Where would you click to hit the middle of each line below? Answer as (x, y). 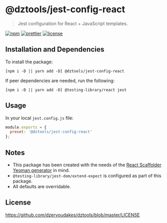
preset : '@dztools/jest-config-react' (51, 132)
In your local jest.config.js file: (39, 118)
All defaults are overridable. (42, 187)
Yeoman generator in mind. (41, 170)
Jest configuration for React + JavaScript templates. (73, 23)
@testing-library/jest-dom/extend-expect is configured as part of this (87, 176)
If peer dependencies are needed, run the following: (60, 81)
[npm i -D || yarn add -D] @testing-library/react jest (66, 90)
